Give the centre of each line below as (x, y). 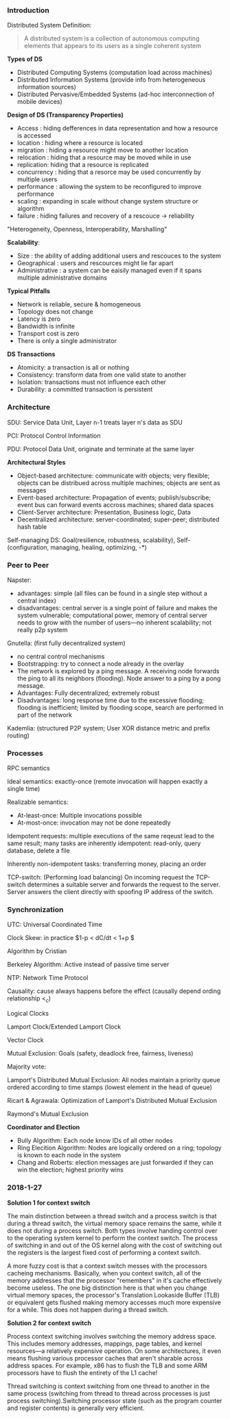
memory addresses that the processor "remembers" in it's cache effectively (115, 1280)
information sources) (47, 87)
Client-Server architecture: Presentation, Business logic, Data (104, 512)
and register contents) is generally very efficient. (76, 1408)
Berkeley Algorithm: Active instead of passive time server (88, 965)
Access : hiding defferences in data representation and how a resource (117, 129)
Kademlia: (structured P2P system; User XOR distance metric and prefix (109, 728)
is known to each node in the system (69, 1155)
